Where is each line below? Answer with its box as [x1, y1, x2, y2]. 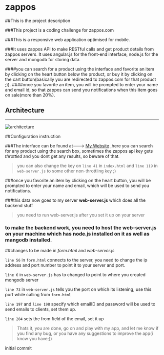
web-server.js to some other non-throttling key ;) [17, 168, 116, 174]
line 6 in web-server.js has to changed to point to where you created [5, 272, 145, 278]
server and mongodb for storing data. [5, 56, 81, 62]
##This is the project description [5, 18, 71, 24]
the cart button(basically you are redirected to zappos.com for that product [5, 76, 156, 82]
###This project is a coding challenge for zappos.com [5, 27, 114, 33]
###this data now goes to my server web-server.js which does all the [5, 197, 146, 203]
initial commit [5, 345, 32, 351]
